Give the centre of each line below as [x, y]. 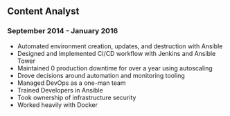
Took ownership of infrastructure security [77, 97]
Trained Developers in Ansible [60, 90]
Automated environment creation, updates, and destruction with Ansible [120, 46]
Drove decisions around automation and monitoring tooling [101, 75]
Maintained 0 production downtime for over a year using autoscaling [115, 68]
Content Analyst [43, 11]
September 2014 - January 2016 [63, 31]
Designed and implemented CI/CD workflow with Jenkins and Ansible [116, 53]
